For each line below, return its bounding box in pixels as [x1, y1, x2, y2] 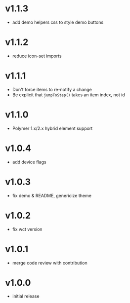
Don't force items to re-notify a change [12, 86, 92, 92]
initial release [12, 293, 40, 299]
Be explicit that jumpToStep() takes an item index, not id [12, 92, 125, 98]
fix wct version [12, 226, 43, 232]
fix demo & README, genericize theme [12, 192, 91, 198]
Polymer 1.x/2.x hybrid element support [12, 125, 93, 131]
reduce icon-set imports [12, 53, 62, 59]
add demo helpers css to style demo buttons [12, 19, 104, 25]
